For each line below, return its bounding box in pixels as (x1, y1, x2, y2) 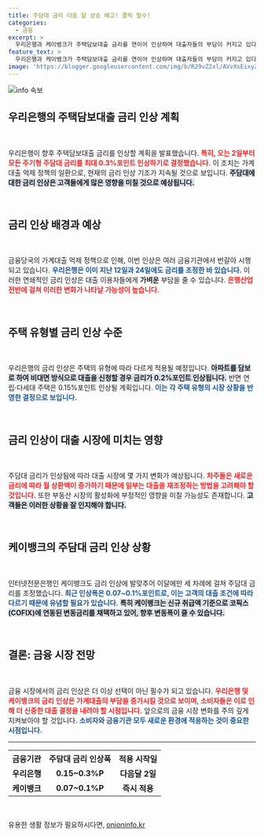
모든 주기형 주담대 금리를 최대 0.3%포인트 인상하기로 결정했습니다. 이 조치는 (8, 158, 240, 168)
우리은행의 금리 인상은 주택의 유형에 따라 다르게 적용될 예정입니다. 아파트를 (8, 363, 237, 373)
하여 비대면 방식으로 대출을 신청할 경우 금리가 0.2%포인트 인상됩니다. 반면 (16, 373, 242, 382)
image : (8, 63, 30, 71)
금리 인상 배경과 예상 (8, 218, 101, 231)
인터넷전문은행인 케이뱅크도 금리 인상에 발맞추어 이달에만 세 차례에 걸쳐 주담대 (8, 578, 247, 588)
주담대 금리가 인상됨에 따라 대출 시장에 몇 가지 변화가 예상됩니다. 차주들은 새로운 (8, 471, 253, 480)
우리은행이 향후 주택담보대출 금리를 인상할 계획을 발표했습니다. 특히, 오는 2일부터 (8, 148, 255, 157)
